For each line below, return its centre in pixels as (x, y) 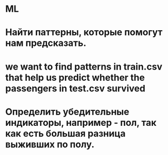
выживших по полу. (50, 144)
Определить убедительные (67, 112)
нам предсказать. (46, 43)
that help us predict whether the (75, 77)
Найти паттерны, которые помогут (84, 32)
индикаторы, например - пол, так (81, 123)
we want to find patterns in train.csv (84, 67)
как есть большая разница (66, 133)
